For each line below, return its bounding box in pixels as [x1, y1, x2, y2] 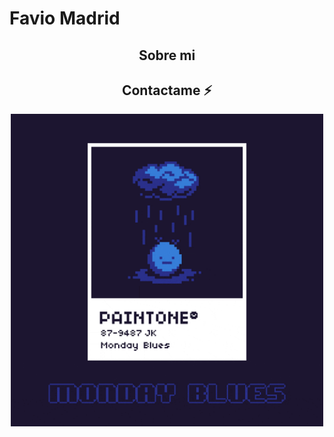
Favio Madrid [9, 7, 121, 30]
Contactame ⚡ [121, 82, 213, 99]
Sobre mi [138, 47, 196, 64]
